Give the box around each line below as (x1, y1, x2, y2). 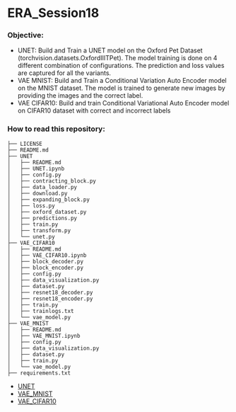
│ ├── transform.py (7, 227, 71, 234)
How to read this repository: (7, 124, 106, 134)
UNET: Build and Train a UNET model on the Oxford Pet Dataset (17, 46, 203, 55)
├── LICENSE (7, 140, 42, 147)
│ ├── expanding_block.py (7, 196, 90, 203)
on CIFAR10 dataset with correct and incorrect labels (17, 106, 171, 115)
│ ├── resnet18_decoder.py (7, 289, 93, 296)
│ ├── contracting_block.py (7, 177, 97, 185)
